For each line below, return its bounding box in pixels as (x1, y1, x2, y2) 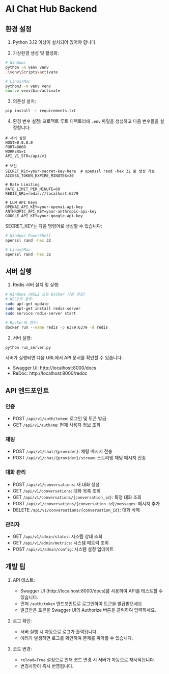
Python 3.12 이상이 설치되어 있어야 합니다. (12, 39, 97, 45)
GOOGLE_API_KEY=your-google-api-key (5, 214, 83, 219)
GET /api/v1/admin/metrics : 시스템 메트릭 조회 (12, 540, 109, 546)
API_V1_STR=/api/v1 (5, 153, 47, 159)
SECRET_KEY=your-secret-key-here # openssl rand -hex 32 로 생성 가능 (5, 169, 155, 174)
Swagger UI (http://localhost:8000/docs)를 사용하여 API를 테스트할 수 (20, 587, 163, 594)
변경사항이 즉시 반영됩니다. (20, 663, 74, 669)
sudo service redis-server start (5, 310, 76, 316)
